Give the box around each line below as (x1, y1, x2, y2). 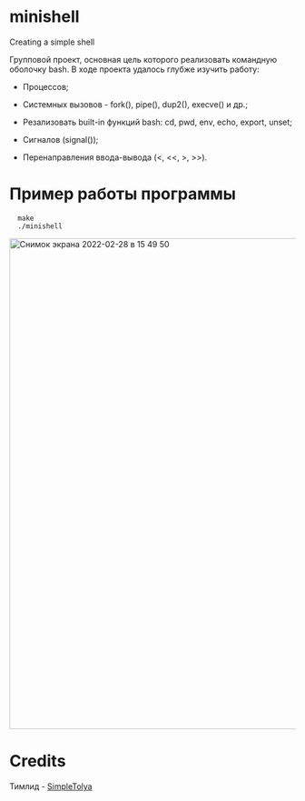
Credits (9, 751, 66, 772)
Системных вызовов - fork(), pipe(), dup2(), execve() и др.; (22, 98, 248, 110)
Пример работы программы (9, 184, 236, 205)
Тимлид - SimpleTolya (9, 780, 93, 792)
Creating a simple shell (9, 36, 95, 47)
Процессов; (22, 81, 70, 92)
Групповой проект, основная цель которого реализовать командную (9, 54, 278, 65)
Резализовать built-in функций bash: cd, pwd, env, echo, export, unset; (22, 116, 293, 127)
